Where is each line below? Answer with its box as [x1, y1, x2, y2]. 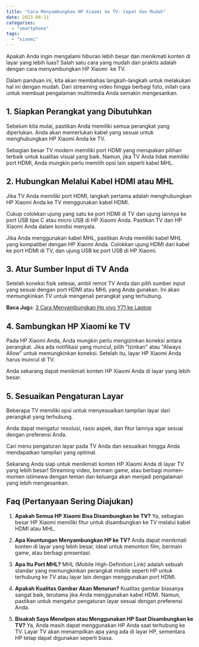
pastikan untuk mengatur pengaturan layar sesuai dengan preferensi [14, 597, 183, 604]
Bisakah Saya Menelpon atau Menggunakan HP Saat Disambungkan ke [14, 615, 194, 622]
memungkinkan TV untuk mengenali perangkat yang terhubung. [6, 293, 163, 300]
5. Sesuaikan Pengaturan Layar [6, 391, 124, 401]
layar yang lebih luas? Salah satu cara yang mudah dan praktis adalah [6, 59, 177, 66]
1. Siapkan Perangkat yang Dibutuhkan [6, 106, 152, 117]
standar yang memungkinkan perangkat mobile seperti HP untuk [14, 567, 173, 574]
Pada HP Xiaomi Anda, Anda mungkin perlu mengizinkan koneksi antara [6, 337, 182, 344]
